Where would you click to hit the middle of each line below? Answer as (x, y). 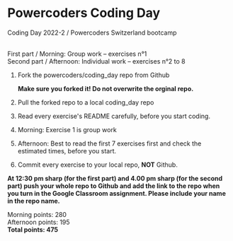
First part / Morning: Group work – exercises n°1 (77, 54)
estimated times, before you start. (67, 151)
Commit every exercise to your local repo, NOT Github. (98, 165)
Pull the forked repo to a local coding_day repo (86, 102)
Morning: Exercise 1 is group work (67, 129)
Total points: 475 (33, 229)
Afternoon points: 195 (39, 222)
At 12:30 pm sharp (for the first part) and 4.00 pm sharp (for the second (115, 178)
